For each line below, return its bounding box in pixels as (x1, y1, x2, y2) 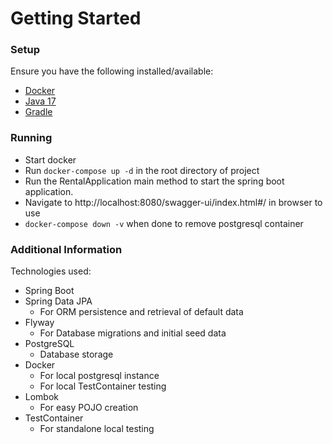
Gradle (24, 106, 53, 118)
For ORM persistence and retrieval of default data (39, 306, 244, 318)
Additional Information (10, 242, 123, 256)
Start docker (24, 153, 77, 166)
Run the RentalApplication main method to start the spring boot (24, 175, 285, 187)
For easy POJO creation (39, 402, 139, 414)
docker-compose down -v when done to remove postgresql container (24, 217, 304, 229)
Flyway (24, 317, 55, 329)
